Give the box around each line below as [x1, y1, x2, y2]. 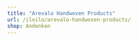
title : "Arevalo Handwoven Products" [7, 9, 116, 17]
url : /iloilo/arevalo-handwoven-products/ [7, 16, 131, 23]
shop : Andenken [7, 22, 51, 29]
